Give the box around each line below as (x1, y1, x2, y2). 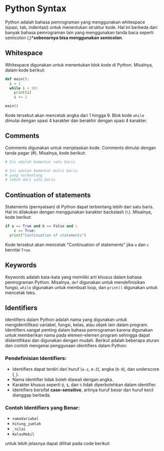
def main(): (5, 76, 29, 81)
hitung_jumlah (12, 421, 41, 426)
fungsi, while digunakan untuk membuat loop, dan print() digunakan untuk (5, 284, 158, 290)
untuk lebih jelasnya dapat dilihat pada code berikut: (5, 440, 111, 446)
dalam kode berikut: (5, 67, 46, 73)
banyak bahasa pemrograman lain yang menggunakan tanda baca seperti (5, 29, 154, 35)
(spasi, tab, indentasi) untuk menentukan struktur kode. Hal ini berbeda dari (5, 24, 158, 30)
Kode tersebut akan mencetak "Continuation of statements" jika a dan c (5, 242, 149, 248)
